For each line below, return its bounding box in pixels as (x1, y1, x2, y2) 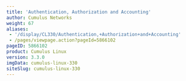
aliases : (6, 26, 29, 32)
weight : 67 (6, 20, 34, 26)
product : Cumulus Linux (6, 49, 67, 55)
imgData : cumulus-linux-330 (6, 60, 78, 66)
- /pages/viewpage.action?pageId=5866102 (9, 37, 116, 43)
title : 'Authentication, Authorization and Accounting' (6, 9, 151, 15)
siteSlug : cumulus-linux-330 (6, 65, 80, 72)
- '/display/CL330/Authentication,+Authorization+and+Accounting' (9, 32, 182, 38)
